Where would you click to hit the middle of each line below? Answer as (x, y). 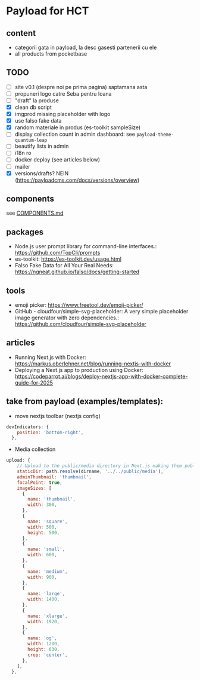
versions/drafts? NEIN (42, 173)
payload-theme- (155, 135)
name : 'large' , (46, 594)
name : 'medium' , (48, 571)
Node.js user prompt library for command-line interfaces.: (86, 246)
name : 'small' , (46, 549)
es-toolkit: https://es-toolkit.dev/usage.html (68, 259)
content (21, 33)
